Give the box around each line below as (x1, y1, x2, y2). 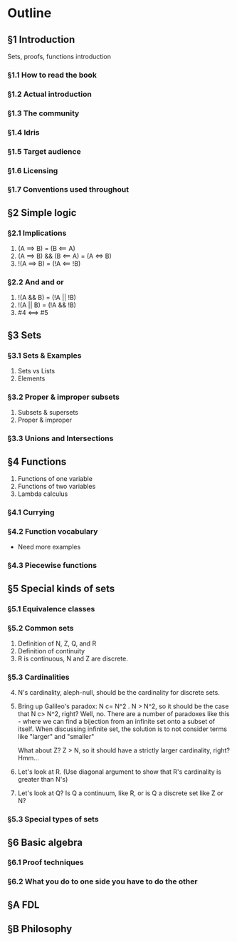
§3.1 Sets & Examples (7, 351, 82, 361)
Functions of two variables (17, 482, 96, 491)
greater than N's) (17, 775, 68, 784)
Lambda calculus (17, 490, 68, 498)
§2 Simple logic (7, 207, 77, 219)
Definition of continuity (17, 646, 85, 655)
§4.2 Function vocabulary (7, 527, 98, 536)
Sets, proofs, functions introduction (7, 52, 112, 61)
